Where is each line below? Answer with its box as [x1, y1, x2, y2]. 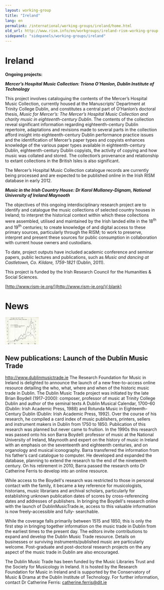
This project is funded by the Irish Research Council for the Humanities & [5, 269, 151, 275]
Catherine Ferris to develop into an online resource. [5, 468, 108, 474]
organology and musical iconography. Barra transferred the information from [5, 447, 159, 453]
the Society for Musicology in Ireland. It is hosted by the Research [5, 564, 138, 569]
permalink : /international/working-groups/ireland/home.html [5, 23, 132, 28]
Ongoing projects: [5, 71, 43, 77]
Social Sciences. [5, 274, 39, 280]
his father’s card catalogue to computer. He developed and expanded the [5, 452, 152, 458]
